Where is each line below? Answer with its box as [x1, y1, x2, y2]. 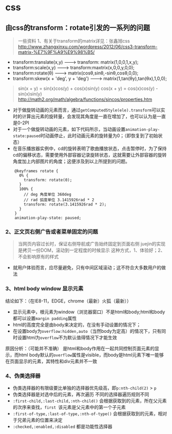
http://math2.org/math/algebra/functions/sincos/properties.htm [17, 97, 152, 102]
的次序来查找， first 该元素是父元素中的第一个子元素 [12, 404, 126, 410]
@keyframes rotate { [14, 168, 59, 174]
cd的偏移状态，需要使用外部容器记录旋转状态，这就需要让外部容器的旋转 [12, 152, 167, 158]
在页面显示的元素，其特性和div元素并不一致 [5, 358, 98, 364]
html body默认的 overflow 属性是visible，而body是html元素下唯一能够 [18, 351, 164, 358]
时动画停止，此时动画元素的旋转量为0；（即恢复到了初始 [40, 133, 158, 139]
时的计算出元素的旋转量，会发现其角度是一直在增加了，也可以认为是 [12, 114, 157, 119]
